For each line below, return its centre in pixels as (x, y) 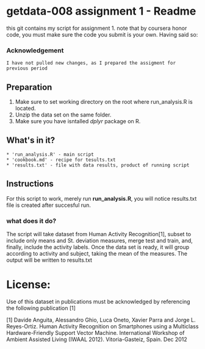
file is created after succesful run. (49, 205)
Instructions (30, 184)
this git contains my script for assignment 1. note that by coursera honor (97, 28)
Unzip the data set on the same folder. (63, 115)
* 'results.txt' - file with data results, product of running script (98, 165)
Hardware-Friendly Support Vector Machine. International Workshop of (95, 333)
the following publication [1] (41, 308)
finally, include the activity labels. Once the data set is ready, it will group (98, 247)
